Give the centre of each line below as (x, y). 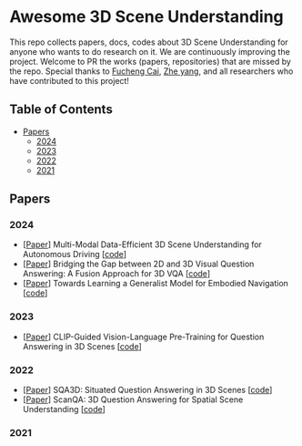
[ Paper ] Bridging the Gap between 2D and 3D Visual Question (138, 264)
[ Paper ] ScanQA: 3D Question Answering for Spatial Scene (133, 399)
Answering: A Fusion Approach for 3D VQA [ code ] (116, 274)
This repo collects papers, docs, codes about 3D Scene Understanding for (149, 42)
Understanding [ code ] (64, 410)
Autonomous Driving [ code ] (75, 254)
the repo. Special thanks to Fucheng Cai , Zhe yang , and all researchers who (151, 71)
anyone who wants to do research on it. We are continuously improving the (150, 51)
